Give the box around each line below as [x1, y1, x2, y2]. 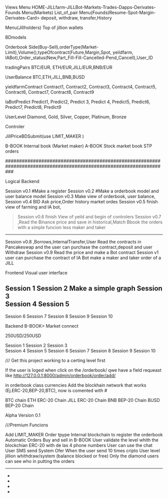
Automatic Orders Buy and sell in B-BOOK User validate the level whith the [5, 437, 159, 443]
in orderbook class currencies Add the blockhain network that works [5, 382, 146, 388]
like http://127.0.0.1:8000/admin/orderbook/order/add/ [5, 372, 116, 378]
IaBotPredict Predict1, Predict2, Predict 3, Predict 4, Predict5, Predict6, [5, 99, 150, 105]
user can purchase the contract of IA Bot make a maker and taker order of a [5, 255, 161, 261]
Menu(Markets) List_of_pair [21, 10, 78, 16]
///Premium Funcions [5, 422, 48, 428]
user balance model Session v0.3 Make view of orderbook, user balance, [5, 193, 156, 199]
